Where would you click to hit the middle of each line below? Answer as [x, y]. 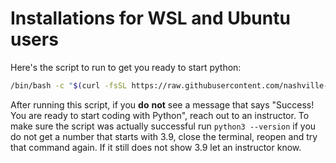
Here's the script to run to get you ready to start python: [126, 67]
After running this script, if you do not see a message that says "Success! [162, 104]
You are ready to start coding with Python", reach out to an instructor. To [160, 115]
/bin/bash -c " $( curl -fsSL [69, 85]
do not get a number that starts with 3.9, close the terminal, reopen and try [164, 136]
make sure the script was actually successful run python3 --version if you [163, 126]
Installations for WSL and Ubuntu [150, 18]
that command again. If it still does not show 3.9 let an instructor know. [156, 147]
